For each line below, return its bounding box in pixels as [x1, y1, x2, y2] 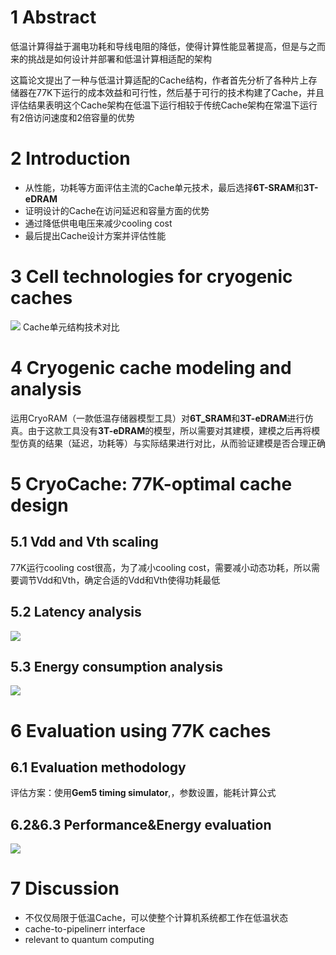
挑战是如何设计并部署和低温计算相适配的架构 [27, 52, 212, 65]
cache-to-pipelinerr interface [24, 923, 146, 935]
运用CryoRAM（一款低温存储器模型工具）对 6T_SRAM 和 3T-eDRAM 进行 [10, 412, 305, 424]
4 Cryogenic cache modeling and [10, 357, 292, 379]
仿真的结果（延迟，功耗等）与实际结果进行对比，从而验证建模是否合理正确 [18, 437, 326, 449]
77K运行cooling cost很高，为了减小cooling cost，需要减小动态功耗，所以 [10, 561, 312, 573]
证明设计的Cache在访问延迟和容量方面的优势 [24, 204, 210, 216]
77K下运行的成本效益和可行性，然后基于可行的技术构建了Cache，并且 [36, 86, 325, 98]
